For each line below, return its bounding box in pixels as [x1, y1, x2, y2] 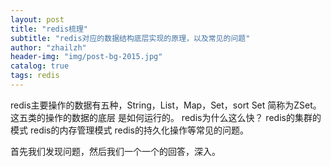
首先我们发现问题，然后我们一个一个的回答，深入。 [10, 145, 221, 157]
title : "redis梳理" [10, 24, 89, 34]
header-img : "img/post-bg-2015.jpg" [10, 52, 163, 62]
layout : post [10, 14, 65, 25]
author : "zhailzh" [10, 42, 87, 53]
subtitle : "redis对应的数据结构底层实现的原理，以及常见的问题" [10, 33, 251, 43]
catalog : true [10, 61, 70, 71]
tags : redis [10, 71, 60, 81]
